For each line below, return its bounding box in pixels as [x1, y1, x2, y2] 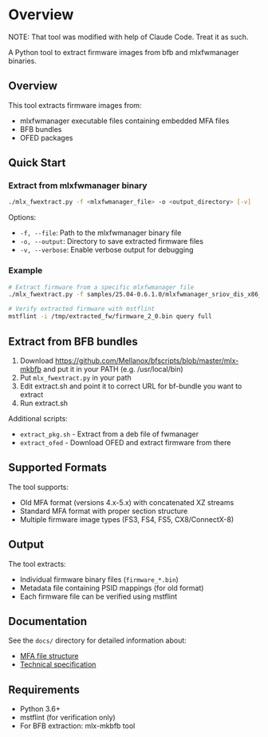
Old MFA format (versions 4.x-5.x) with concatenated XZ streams [19, 497, 235, 507]
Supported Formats [8, 461, 108, 475]
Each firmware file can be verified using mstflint [19, 592, 178, 601]
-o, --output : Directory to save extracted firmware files [19, 237, 203, 246]
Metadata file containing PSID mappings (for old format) [19, 583, 204, 592]
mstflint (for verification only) [19, 713, 116, 723]
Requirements [8, 683, 80, 696]
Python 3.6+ [19, 704, 61, 714]
